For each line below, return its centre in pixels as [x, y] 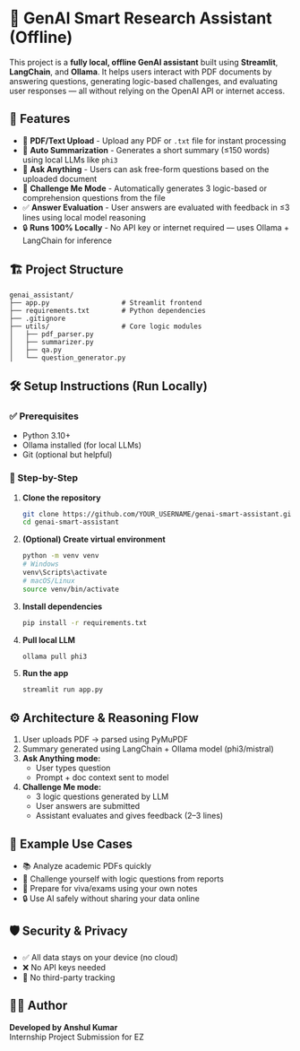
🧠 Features [40, 119]
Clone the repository [61, 498]
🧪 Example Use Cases [71, 843]
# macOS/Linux [48, 581]
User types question [73, 768]
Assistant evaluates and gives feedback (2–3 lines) [129, 816]
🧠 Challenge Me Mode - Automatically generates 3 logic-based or [144, 188]
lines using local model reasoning [84, 217]
